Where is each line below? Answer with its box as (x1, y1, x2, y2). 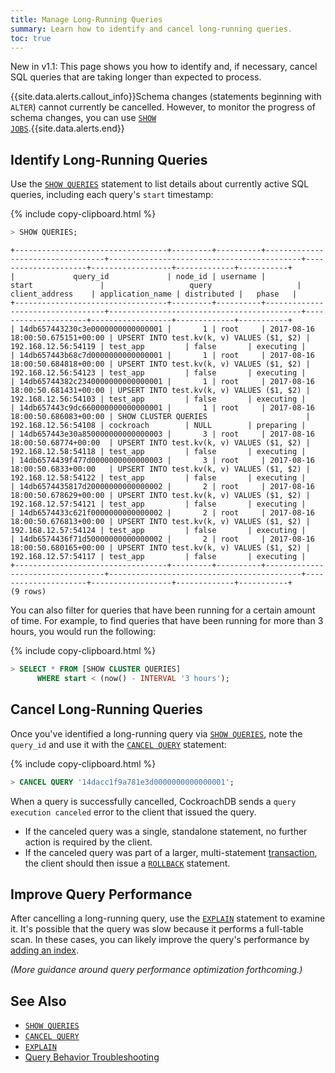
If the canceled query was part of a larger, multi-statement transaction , (24, 846, 318, 858)
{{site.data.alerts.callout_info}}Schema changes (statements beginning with (10, 91, 322, 103)
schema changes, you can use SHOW (10, 112, 157, 124)
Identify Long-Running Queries (10, 151, 208, 168)
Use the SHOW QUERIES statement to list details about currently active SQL (10, 178, 310, 190)
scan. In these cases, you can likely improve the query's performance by (10, 934, 310, 946)
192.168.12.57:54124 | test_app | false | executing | (10, 526, 307, 536)
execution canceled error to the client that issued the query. (10, 806, 257, 818)
